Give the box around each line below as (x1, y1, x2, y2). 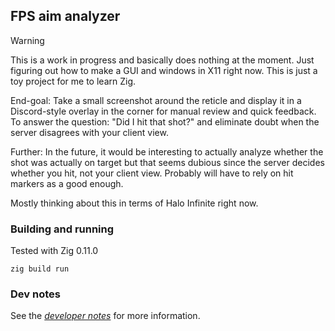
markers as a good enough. (10, 177, 124, 189)
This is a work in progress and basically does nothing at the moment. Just (10, 54, 315, 66)
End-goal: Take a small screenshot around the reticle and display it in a (10, 94, 302, 106)
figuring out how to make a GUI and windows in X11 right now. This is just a (10, 64, 318, 76)
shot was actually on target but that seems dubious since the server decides (10, 156, 325, 168)
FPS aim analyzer (10, 8, 121, 25)
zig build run (10, 264, 70, 274)
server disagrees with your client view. (10, 126, 169, 138)
